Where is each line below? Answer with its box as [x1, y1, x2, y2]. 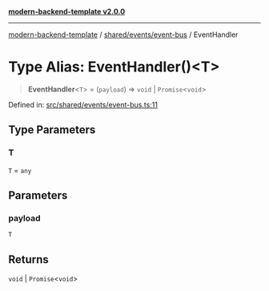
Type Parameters [8, 123, 96, 137]
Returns [8, 253, 50, 266]
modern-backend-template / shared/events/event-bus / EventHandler [8, 30, 239, 39]
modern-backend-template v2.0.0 [8, 7, 126, 16]
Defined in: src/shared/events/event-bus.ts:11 [8, 99, 159, 109]
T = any [8, 165, 32, 175]
